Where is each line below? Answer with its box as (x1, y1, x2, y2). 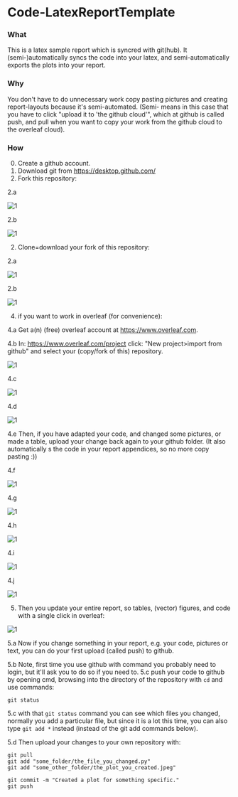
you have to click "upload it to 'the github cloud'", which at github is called (7, 109, 225, 118)
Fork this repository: (17, 174, 77, 183)
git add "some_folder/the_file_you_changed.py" (7, 758, 151, 765)
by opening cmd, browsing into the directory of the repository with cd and (7, 675, 223, 684)
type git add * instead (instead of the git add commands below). (7, 724, 198, 733)
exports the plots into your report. (7, 61, 106, 70)
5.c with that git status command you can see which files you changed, (7, 709, 220, 718)
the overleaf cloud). (7, 125, 65, 134)
